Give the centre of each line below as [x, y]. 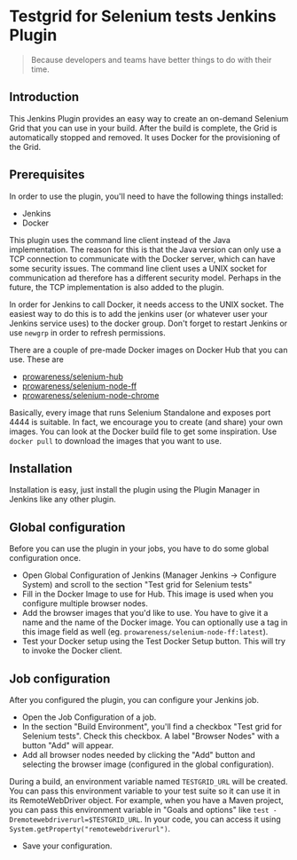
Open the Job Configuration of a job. [89, 717]
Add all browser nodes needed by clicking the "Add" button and [138, 755]
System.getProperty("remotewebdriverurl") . [90, 828]
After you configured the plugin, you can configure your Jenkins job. [134, 700]
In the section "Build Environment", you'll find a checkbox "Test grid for [152, 726]
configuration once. [45, 558]
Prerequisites [47, 175]
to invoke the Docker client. [72, 651]
